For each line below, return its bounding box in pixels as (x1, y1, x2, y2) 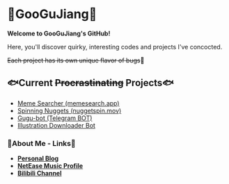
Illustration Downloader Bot (17, 121, 96, 129)
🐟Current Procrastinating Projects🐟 (7, 77, 174, 89)
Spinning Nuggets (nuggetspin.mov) (17, 106, 122, 115)
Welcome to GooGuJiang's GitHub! (7, 29, 111, 37)
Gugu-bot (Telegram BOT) (17, 114, 93, 122)
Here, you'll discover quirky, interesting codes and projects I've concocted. (7, 42, 223, 51)
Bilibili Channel (17, 169, 62, 178)
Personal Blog (17, 154, 59, 162)
